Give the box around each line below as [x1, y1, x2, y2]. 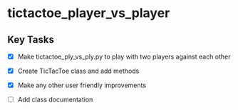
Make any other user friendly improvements [17, 81, 147, 90]
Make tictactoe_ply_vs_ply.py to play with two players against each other [17, 52, 231, 61]
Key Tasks [7, 34, 55, 46]
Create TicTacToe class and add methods [17, 66, 140, 76]
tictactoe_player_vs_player [7, 5, 170, 21]
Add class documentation [17, 95, 93, 104]
